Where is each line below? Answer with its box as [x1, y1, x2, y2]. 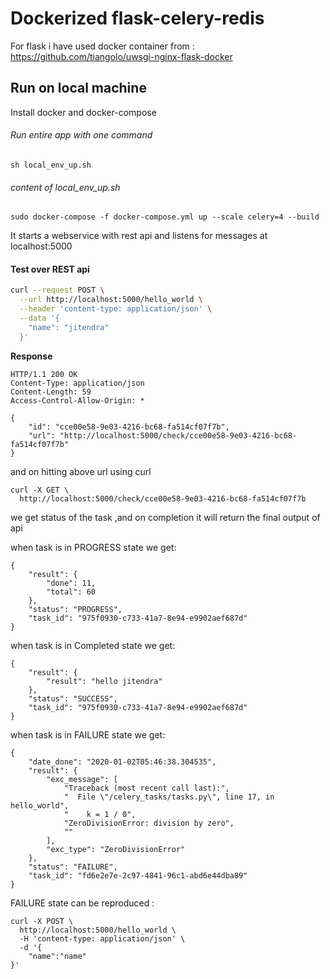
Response [10, 350, 53, 362]
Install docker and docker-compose [10, 106, 157, 118]
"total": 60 [46, 587, 97, 597]
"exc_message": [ [46, 774, 118, 784]
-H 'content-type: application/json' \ [19, 933, 186, 944]
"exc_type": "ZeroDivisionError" [46, 844, 186, 854]
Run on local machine [10, 80, 147, 97]
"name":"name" [28, 951, 87, 961]
